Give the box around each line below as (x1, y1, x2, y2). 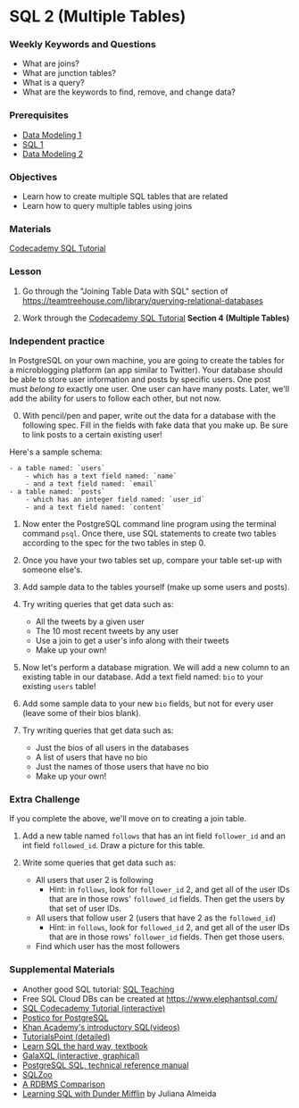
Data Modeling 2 (21, 148, 84, 159)
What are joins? (21, 58, 80, 69)
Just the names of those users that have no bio (35, 761, 210, 771)
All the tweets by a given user (35, 616, 145, 627)
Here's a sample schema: (9, 446, 103, 457)
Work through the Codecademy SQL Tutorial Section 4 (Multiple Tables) (21, 312, 290, 323)
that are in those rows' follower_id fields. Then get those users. (48, 931, 286, 943)
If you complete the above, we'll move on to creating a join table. (9, 813, 247, 824)
